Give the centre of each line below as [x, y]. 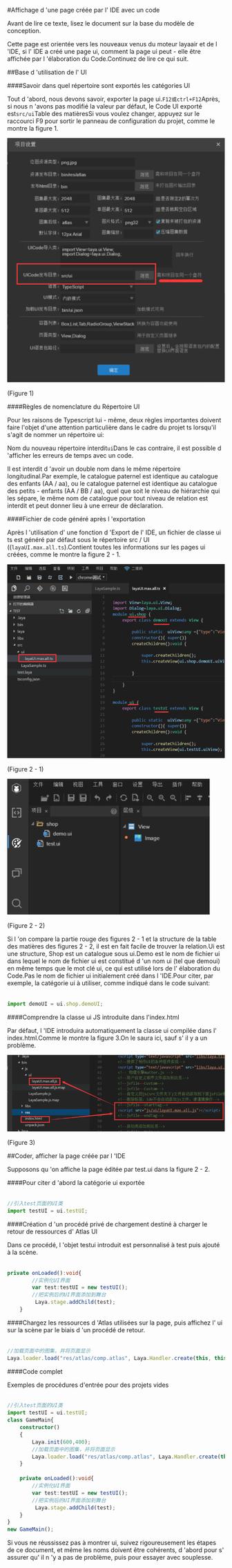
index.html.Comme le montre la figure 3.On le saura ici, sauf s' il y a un [107, 1038]
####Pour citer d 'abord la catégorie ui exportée [76, 1183]
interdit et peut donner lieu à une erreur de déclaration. [85, 505]
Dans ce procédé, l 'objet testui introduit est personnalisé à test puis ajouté [114, 1244]
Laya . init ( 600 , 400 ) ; [61, 1442]
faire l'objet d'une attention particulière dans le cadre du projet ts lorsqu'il [112, 427]
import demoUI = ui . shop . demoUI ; [55, 1004]
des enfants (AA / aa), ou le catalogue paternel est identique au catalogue [112, 483]
